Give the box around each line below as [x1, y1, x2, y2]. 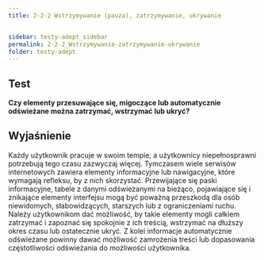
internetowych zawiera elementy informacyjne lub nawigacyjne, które [8, 167, 235, 177]
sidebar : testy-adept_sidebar [8, 32, 109, 40]
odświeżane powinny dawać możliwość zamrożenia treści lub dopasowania [8, 235, 255, 244]
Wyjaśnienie [8, 129, 71, 143]
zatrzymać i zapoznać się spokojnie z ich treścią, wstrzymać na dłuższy [8, 217, 243, 227]
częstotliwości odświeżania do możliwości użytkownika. [8, 243, 192, 252]
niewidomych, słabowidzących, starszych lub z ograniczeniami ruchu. [8, 201, 236, 210]
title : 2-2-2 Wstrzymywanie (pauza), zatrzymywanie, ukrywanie [8, 11, 222, 20]
